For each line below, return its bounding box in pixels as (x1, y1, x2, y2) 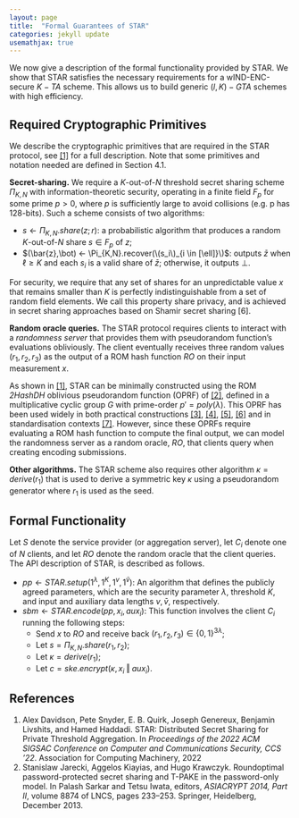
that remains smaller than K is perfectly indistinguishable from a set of (9, 287, 267, 298)
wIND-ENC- (226, 72, 270, 83)
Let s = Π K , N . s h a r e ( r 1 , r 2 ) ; (35, 640, 130, 653)
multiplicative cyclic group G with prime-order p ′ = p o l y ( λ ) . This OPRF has (9, 400, 282, 410)
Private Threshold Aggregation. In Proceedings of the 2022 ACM (21, 734, 261, 745)
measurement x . (9, 363, 70, 374)
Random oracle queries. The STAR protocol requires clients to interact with (9, 323, 287, 333)
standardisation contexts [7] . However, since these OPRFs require (9, 418, 252, 429)
